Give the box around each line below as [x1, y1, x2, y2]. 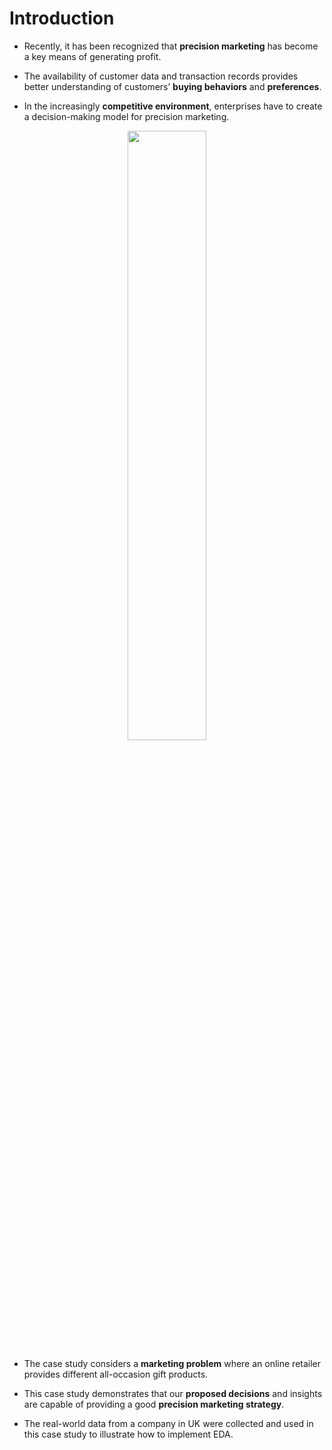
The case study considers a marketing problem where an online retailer [23, 1357, 322, 1369]
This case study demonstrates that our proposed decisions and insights [23, 1387, 323, 1399]
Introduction [9, 7, 115, 30]
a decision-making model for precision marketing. [23, 110, 230, 122]
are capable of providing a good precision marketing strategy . [23, 1398, 285, 1410]
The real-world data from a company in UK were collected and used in [23, 1417, 314, 1429]
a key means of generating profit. [23, 50, 162, 62]
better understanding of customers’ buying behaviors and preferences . [23, 80, 322, 92]
